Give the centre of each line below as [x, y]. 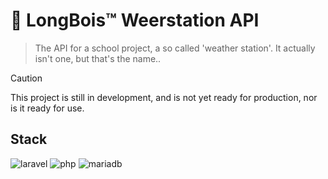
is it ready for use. [47, 108]
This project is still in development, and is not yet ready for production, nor [164, 97]
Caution [26, 78]
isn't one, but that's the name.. [98, 58]
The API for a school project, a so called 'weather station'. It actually [175, 48]
